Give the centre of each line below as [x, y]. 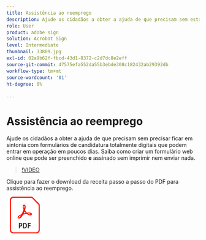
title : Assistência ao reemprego [49, 13]
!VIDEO [30, 170]
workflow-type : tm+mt [34, 71]
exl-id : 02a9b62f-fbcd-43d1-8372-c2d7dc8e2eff [67, 58]
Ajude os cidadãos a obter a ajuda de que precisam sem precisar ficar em [100, 138]
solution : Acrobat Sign [37, 39]
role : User [20, 26]
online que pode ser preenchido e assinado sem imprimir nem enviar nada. [101, 158]
